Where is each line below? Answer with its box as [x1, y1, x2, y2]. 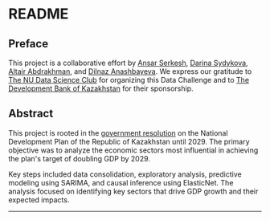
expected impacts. [8, 194, 70, 205]
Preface [8, 37, 49, 51]
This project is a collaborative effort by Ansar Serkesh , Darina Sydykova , [8, 58, 248, 67]
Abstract [8, 107, 54, 120]
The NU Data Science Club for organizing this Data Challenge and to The [8, 75, 250, 84]
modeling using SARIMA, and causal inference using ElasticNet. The [8, 177, 234, 187]
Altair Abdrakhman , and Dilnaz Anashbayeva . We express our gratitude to [8, 67, 252, 76]
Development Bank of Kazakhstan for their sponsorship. [8, 84, 194, 93]
